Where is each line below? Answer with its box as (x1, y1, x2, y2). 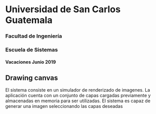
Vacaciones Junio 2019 (5, 59, 56, 65)
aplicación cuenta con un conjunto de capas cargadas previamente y (5, 93, 151, 99)
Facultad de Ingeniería (5, 33, 62, 40)
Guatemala (5, 14, 53, 26)
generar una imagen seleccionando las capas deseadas (5, 103, 123, 109)
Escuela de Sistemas (5, 46, 58, 53)
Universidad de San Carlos (5, 4, 121, 15)
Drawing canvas (5, 74, 58, 82)
